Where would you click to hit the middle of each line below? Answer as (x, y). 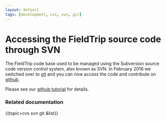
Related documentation (34, 102)
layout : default (22, 10)
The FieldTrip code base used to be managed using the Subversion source (82, 63)
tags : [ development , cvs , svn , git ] (43, 14)
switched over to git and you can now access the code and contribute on (81, 74)
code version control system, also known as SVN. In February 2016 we (78, 69)
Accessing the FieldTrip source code (83, 39)
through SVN (33, 50)
